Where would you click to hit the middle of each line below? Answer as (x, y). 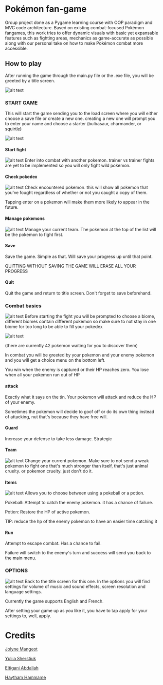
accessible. (17, 48)
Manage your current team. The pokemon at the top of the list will (91, 229)
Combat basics (23, 306)
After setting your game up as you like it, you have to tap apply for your (76, 610)
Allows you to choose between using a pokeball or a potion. (84, 493)
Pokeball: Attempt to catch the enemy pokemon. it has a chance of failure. (79, 503)
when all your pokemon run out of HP (43, 375)
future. (12, 207)
